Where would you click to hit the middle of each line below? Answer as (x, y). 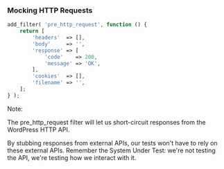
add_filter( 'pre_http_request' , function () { (77, 25)
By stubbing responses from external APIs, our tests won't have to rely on (112, 143)
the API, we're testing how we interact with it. (72, 157)
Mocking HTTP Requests (50, 10)
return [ (32, 31)
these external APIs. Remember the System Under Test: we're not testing (112, 150)
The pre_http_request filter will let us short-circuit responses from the (106, 122)
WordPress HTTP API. (38, 130)
